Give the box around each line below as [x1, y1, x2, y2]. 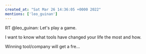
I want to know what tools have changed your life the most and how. [5, 34, 142, 40]
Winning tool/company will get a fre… [5, 43, 80, 49]
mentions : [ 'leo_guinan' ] [5, 12, 57, 16]
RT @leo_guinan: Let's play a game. [5, 25, 77, 30]
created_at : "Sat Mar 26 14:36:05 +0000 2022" [5, 7, 101, 12]
